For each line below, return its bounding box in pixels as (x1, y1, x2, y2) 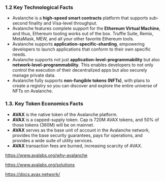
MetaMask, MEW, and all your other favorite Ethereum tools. (12, 36, 134, 42)
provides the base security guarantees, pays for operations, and (12, 132, 143, 138)
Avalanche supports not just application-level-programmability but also (12, 57, 160, 63)
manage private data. (12, 73, 56, 78)
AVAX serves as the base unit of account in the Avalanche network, (12, 127, 150, 133)
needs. (12, 52, 27, 57)
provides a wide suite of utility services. (12, 137, 93, 143)
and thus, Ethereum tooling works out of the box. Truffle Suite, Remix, (12, 31, 154, 37)
